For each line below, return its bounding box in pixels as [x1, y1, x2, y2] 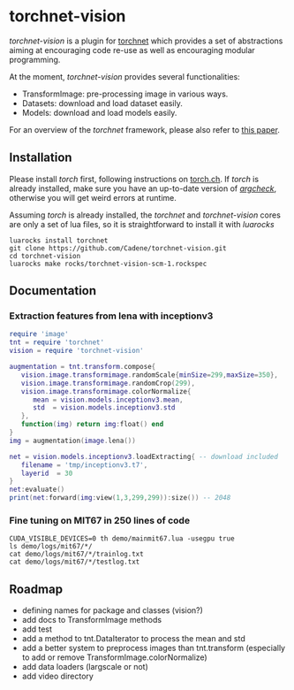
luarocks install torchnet [9, 236, 109, 245]
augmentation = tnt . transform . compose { [9, 363, 156, 372]
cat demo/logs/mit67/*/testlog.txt [9, 557, 140, 567]
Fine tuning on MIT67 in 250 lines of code [9, 514, 191, 526]
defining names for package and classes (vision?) [21, 605, 203, 616]
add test [21, 624, 53, 634]
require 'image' [9, 330, 69, 339]
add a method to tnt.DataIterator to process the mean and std [21, 633, 245, 644]
